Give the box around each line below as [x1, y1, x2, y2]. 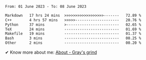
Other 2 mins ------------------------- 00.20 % [5, 40, 141, 46]
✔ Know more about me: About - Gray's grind [5, 49, 97, 55]
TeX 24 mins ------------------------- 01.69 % [5, 27, 141, 31]
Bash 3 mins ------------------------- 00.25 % [5, 36, 141, 41]
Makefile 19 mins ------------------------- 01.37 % [5, 31, 141, 36]
